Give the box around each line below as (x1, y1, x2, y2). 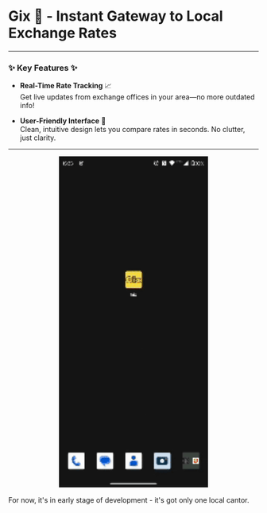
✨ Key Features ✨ (8, 62, 78, 73)
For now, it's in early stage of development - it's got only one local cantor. (8, 495, 250, 504)
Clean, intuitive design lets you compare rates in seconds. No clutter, (19, 125, 246, 134)
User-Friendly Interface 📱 (19, 116, 106, 126)
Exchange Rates (8, 24, 118, 42)
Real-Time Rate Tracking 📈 (19, 81, 113, 91)
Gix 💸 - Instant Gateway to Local (8, 7, 224, 25)
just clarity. (19, 133, 56, 142)
